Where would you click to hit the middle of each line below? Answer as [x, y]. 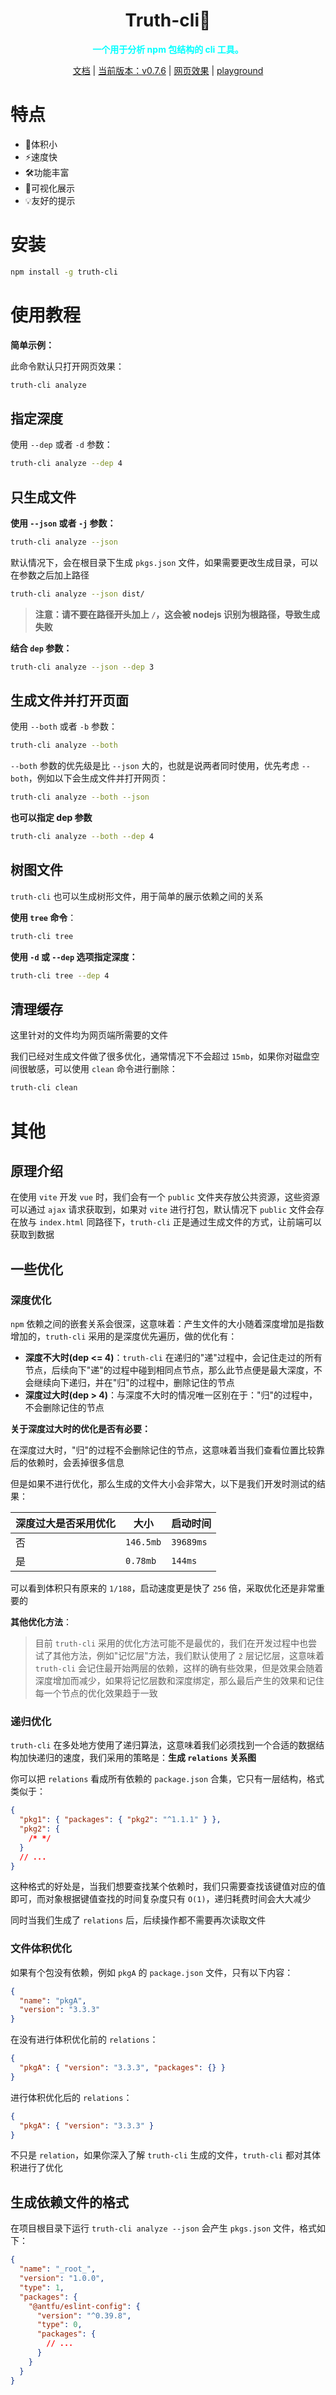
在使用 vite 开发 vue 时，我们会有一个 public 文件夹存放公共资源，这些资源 [165, 1197]
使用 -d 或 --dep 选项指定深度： [74, 956]
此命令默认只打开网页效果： [67, 366]
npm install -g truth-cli [64, 272]
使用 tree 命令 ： [43, 917]
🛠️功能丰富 [47, 172]
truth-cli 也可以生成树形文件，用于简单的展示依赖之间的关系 [137, 896]
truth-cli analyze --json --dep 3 [82, 667]
